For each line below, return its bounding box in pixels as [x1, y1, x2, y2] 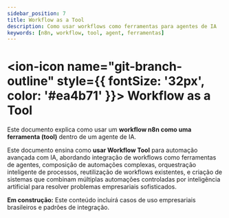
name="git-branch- [67, 59, 182, 74]
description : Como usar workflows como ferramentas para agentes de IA [7, 23, 217, 30]
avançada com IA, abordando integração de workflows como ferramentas [7, 153, 217, 162]
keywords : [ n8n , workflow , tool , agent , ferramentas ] [7, 29, 165, 36]
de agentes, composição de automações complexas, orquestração [7, 161, 197, 169]
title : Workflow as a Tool [7, 17, 85, 23]
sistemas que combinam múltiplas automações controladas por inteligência [7, 175, 221, 184]
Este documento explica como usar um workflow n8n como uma [7, 125, 192, 134]
